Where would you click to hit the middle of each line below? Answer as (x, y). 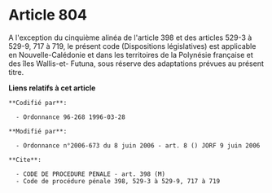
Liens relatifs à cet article (52, 88)
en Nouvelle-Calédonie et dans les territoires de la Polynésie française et (131, 55)
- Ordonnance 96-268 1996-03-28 (71, 117)
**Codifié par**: (38, 103)
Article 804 (48, 15)
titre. (16, 72)
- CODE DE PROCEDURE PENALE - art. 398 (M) (90, 174)
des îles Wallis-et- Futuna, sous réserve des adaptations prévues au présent (136, 64)
